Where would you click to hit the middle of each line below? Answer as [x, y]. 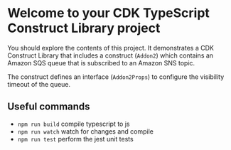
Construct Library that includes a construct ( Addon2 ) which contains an [111, 55]
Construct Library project [84, 28]
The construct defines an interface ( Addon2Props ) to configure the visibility [116, 77]
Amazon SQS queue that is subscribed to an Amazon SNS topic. [101, 63]
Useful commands [49, 107]
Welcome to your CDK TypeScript [108, 13]
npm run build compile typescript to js [74, 124]
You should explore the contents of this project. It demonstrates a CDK [111, 48]
